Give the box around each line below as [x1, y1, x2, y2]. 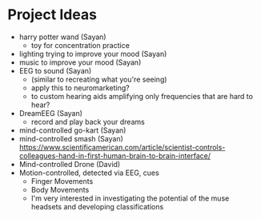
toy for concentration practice [30, 40, 130, 50]
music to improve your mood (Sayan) [18, 58, 142, 67]
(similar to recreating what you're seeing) [30, 74, 167, 84]
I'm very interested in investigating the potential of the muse [30, 193, 230, 203]
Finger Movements [30, 176, 94, 185]
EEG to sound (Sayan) [18, 66, 92, 75]
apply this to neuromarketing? [30, 82, 130, 93]
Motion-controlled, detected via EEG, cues [18, 168, 159, 177]
